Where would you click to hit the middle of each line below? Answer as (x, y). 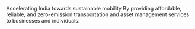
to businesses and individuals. (43, 21)
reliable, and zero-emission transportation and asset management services (98, 14)
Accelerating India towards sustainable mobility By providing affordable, (94, 8)
